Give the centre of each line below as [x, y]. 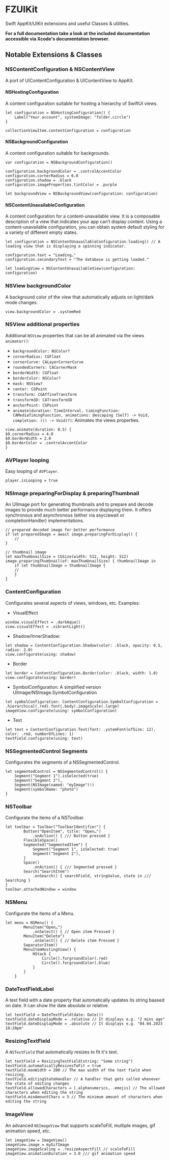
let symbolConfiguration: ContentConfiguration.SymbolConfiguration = [82, 701]
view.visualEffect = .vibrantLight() [45, 627]
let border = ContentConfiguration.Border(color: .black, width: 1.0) [82, 673]
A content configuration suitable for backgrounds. [58, 153]
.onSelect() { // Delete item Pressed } [76, 940]
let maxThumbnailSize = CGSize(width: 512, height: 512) [67, 557]
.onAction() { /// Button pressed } [71, 836]
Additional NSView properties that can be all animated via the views [75, 335]
